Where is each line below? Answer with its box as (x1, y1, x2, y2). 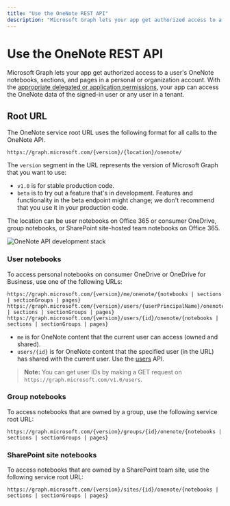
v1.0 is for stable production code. (16, 182, 115, 190)
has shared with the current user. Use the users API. (16, 354, 164, 363)
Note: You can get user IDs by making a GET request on (23, 368, 183, 376)
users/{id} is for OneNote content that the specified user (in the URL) (16, 347, 214, 355)
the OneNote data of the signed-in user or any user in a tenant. (7, 91, 185, 99)
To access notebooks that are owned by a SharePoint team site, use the (7, 466, 210, 474)
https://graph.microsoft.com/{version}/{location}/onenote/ (7, 149, 183, 156)
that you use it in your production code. (16, 204, 129, 212)
